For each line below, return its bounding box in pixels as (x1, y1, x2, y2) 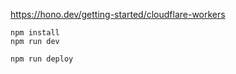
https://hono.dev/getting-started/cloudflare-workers (10, 9, 226, 20)
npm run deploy (10, 54, 74, 64)
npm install (10, 28, 60, 38)
